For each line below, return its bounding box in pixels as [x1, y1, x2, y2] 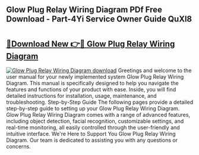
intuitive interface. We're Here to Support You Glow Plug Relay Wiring [6, 131, 176, 137]
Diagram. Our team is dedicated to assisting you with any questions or [6, 137, 178, 144]
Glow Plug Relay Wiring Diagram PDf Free [6, 5, 162, 15]
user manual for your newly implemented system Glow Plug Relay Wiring [6, 73, 184, 80]
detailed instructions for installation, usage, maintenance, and [6, 92, 157, 99]
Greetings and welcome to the [118, 67, 192, 74]
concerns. [6, 143, 31, 150]
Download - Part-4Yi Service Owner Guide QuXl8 [6, 14, 192, 24]
